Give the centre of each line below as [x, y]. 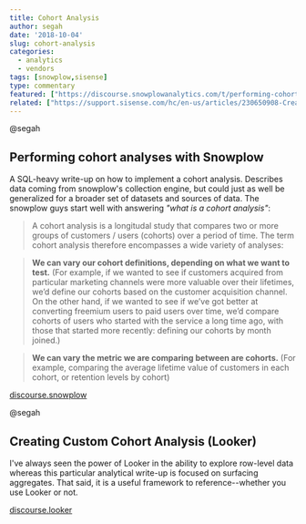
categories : [32, 52]
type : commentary [42, 86]
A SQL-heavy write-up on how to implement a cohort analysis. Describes [147, 180]
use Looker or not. [44, 492]
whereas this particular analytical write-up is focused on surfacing [134, 473]
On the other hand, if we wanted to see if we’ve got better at [145, 302]
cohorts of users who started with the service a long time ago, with [158, 321]
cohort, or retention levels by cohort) [101, 377]
